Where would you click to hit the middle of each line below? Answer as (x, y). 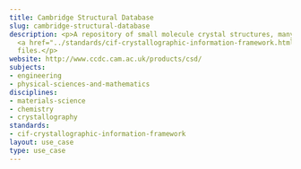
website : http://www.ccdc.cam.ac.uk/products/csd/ (106, 59)
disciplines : (34, 92)
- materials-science (48, 101)
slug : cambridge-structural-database (80, 26)
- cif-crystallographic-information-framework (98, 134)
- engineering (36, 76)
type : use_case (38, 150)
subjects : (28, 68)
